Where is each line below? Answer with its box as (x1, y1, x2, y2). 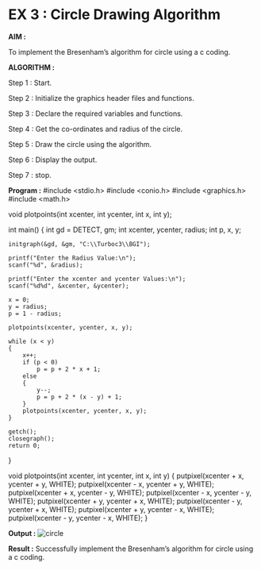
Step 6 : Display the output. (8, 155, 98, 164)
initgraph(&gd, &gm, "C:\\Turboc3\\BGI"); (8, 240, 151, 248)
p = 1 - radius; (8, 310, 62, 318)
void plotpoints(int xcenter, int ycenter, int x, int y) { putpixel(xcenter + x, (8, 471, 244, 480)
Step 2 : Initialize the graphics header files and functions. (8, 93, 194, 102)
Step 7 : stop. (8, 170, 52, 179)
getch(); (8, 427, 37, 436)
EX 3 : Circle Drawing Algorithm (8, 6, 221, 24)
